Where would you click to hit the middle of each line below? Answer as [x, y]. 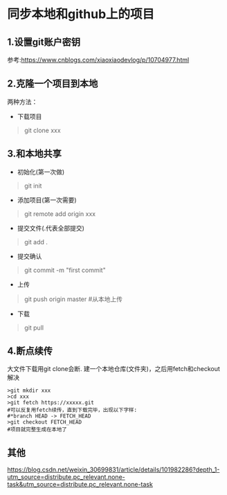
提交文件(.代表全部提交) [51, 228]
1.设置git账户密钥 [44, 42]
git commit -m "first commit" [65, 270]
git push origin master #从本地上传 [73, 299]
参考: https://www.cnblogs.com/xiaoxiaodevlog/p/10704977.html [98, 60]
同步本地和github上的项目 [81, 14]
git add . [36, 242]
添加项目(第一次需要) [47, 200]
